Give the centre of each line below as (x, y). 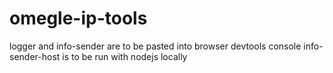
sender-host (35, 56)
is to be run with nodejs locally (125, 56)
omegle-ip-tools (78, 18)
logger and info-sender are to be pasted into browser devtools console (155, 46)
